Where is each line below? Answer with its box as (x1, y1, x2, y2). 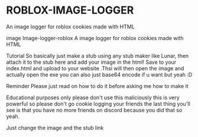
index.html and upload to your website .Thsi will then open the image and (6, 64, 184, 71)
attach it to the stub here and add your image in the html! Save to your (6, 58, 177, 66)
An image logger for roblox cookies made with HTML (6, 23, 135, 30)
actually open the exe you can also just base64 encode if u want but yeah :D (6, 71, 193, 78)
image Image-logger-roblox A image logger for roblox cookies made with (6, 34, 184, 41)
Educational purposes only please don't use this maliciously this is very (6, 94, 180, 101)
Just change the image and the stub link (6, 124, 104, 131)
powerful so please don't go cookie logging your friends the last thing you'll (6, 100, 190, 107)
